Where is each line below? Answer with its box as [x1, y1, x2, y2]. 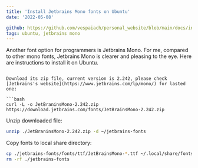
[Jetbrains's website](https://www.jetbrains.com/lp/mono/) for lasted [6, 81, 186, 87]
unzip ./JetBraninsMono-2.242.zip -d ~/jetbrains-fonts [6, 128, 146, 135]
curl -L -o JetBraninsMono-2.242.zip [6, 102, 99, 108]
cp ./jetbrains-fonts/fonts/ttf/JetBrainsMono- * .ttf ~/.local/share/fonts [6, 151, 194, 157]
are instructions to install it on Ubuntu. [6, 59, 99, 66]
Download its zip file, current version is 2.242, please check [6, 76, 167, 82]
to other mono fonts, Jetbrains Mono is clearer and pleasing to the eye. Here [6, 53, 192, 60]
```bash [6, 96, 25, 102]
